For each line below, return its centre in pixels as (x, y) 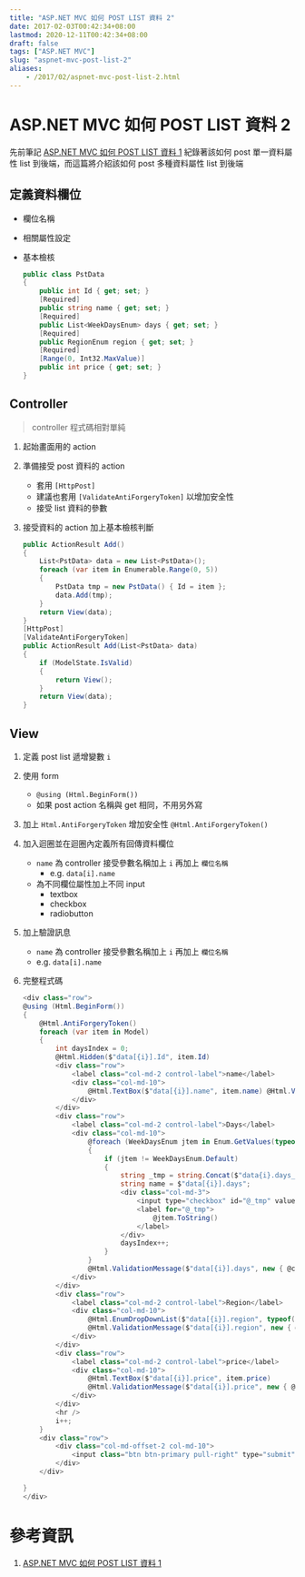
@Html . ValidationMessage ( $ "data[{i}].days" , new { (186, 1269)
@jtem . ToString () (186, 1218)
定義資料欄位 (45, 195)
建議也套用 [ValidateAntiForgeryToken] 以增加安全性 (135, 496)
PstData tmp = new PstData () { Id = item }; (141, 587)
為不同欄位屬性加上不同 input (90, 884)
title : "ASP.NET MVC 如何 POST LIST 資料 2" (92, 18)
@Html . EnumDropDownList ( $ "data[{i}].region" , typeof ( (192, 1319)
